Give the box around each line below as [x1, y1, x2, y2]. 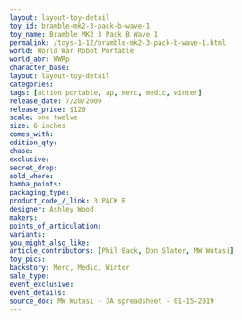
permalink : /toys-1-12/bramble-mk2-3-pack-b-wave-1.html [9, 38, 227, 48]
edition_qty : [9, 138, 58, 147]
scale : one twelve [9, 113, 78, 122]
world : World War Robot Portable [9, 47, 134, 56]
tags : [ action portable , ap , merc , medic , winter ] [9, 88, 203, 97]
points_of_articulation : [9, 221, 102, 230]
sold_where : [9, 171, 54, 180]
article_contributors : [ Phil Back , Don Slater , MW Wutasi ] [9, 246, 235, 255]
